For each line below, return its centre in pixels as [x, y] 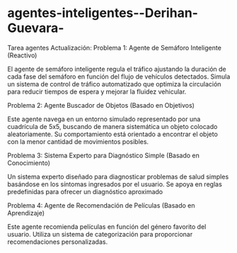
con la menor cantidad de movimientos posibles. [78, 141]
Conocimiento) [29, 163]
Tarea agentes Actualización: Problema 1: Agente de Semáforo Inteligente [114, 47]
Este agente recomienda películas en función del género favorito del [107, 226]
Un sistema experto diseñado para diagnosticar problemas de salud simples [118, 176]
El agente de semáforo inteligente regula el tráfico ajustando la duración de [117, 69]
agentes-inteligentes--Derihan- [103, 13]
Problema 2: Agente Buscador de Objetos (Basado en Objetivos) [101, 105]
